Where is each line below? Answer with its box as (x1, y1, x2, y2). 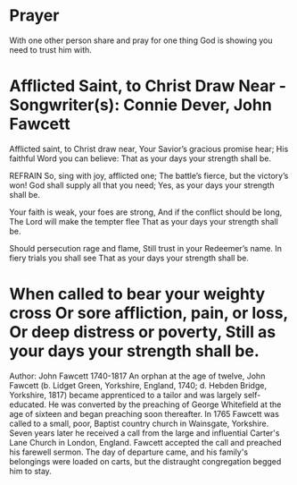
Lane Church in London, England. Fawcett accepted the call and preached (9, 437, 282, 447)
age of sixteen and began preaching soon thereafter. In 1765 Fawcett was (9, 408, 279, 419)
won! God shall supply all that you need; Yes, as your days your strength (9, 180, 275, 191)
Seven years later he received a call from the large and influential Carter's (9, 427, 280, 438)
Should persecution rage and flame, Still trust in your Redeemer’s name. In (9, 242, 283, 253)
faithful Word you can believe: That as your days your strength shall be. (9, 153, 272, 164)
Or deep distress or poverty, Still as (9, 322, 276, 343)
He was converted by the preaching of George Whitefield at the (48, 399, 282, 410)
